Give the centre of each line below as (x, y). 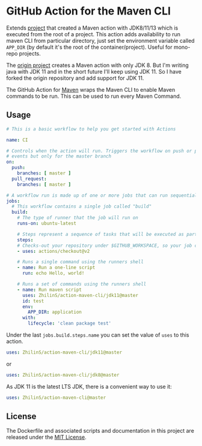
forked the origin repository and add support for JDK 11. (75, 78)
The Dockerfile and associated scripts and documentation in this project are (100, 431)
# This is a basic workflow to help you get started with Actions (91, 129)
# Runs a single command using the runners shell (81, 262)
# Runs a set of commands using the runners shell (82, 284)
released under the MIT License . (46, 437)
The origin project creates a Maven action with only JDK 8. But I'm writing (98, 65)
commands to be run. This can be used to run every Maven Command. (94, 96)
